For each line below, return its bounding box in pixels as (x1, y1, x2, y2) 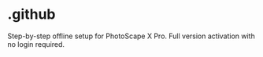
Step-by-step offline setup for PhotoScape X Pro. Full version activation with (7, 31, 255, 41)
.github (7, 5, 56, 23)
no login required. (7, 39, 65, 48)
